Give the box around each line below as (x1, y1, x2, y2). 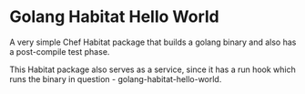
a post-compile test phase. (9, 46, 110, 57)
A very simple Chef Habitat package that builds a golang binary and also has (9, 37, 297, 47)
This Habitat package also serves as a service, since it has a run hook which (9, 64, 296, 75)
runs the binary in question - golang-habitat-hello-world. (9, 73, 222, 84)
